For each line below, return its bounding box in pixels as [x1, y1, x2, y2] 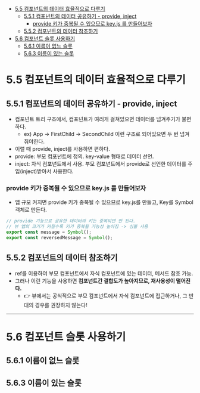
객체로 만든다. [14, 206, 48, 213]
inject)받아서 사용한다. [21, 168, 74, 175]
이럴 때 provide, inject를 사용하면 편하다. [14, 146, 110, 152]
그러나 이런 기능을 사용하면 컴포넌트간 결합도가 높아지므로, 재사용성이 [14, 277, 176, 284]
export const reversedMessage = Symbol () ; [6, 234, 113, 240]
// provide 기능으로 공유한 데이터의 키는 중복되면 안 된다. [6, 218, 136, 224]
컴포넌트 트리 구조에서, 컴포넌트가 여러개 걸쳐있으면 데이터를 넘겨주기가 [14, 116, 180, 122]
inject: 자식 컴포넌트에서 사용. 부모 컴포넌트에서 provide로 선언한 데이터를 [14, 160, 186, 167]
